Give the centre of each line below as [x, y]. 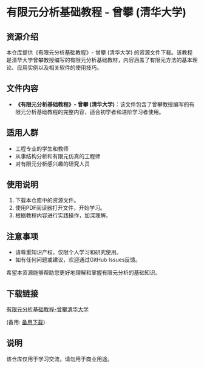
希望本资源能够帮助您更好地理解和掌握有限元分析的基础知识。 [83, 273]
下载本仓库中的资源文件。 [47, 200]
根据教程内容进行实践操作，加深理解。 [63, 215]
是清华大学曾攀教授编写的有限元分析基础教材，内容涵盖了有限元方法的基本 [99, 60]
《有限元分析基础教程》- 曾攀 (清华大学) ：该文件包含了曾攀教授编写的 [102, 104]
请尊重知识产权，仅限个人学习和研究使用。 [68, 252]
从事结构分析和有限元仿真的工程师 [58, 156]
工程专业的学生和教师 [42, 149]
